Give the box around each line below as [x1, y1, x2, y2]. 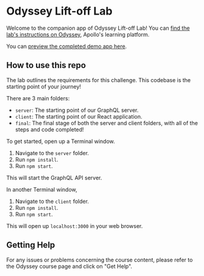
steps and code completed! [15, 126, 84, 133]
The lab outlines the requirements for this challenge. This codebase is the [6, 76, 191, 83]
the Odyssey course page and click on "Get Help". [6, 263, 133, 270]
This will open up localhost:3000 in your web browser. [6, 222, 143, 229]
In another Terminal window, [6, 185, 77, 193]
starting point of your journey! [6, 83, 81, 90]
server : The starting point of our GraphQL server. [15, 106, 139, 114]
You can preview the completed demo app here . [6, 43, 127, 50]
